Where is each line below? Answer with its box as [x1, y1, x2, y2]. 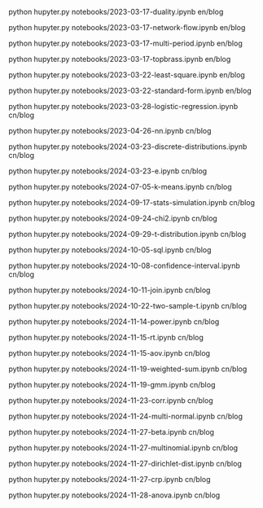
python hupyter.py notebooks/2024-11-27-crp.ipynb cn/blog [8, 475, 211, 484]
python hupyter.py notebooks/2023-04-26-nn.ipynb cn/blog [8, 126, 212, 135]
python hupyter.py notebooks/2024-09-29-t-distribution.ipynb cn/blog [8, 230, 247, 239]
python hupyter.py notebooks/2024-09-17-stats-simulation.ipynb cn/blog [8, 198, 255, 207]
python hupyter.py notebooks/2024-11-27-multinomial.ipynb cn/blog [8, 443, 239, 453]
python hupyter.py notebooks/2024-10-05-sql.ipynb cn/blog [8, 245, 212, 255]
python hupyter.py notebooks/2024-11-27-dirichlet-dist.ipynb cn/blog [8, 459, 242, 468]
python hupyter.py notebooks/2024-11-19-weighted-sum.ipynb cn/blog [8, 364, 248, 374]
